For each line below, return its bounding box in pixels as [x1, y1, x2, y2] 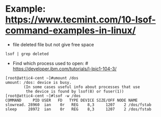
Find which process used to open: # [12, 60, 88, 66]
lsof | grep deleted [5, 51, 49, 56]
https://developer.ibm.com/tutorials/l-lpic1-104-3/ [12, 66, 117, 72]
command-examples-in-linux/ [5, 25, 136, 36]
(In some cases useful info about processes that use [23, 84, 140, 90]
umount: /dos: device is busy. [5, 80, 72, 85]
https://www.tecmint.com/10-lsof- [5, 14, 156, 25]
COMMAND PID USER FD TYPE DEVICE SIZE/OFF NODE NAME [5, 98, 138, 103]
